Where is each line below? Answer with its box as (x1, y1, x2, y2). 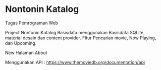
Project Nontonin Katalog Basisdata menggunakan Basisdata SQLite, (5, 29, 145, 35)
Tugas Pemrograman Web (5, 20, 58, 26)
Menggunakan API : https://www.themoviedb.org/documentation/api (5, 59, 145, 65)
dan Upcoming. (5, 40, 37, 46)
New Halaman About (5, 50, 48, 56)
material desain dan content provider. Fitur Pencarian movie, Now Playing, (5, 35, 156, 41)
